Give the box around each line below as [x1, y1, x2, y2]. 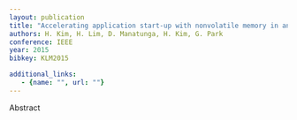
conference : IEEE [9, 37, 73, 47]
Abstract [9, 102, 41, 113]
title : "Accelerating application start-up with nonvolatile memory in [9, 21, 278, 30]
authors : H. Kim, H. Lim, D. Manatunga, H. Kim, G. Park [9, 29, 224, 38]
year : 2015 [9, 46, 49, 55]
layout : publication [9, 12, 86, 22]
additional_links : [9, 70, 77, 79]
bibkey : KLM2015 [9, 54, 69, 63]
